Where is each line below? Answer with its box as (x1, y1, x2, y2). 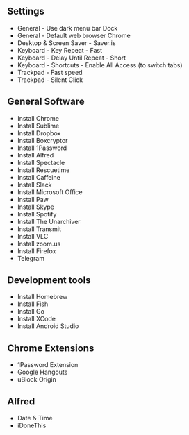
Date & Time (17, 414, 54, 423)
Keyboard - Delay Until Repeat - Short (17, 53, 126, 62)
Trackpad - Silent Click (17, 76, 83, 84)
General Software (7, 96, 85, 108)
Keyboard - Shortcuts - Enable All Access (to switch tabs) (17, 60, 183, 69)
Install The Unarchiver (17, 217, 81, 225)
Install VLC (17, 232, 49, 240)
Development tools (7, 274, 91, 287)
